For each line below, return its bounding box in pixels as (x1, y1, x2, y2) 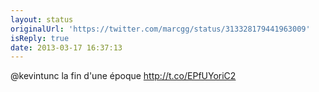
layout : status (10, 14, 74, 25)
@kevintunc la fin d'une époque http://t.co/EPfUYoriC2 (10, 70, 237, 82)
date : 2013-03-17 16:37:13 (10, 42, 123, 53)
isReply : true (10, 33, 70, 43)
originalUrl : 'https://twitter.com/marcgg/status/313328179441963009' (10, 24, 311, 34)
